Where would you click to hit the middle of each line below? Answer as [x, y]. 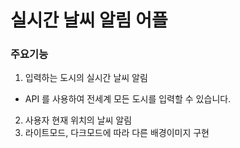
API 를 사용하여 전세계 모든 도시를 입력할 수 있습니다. [128, 99]
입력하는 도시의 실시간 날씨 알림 [86, 78]
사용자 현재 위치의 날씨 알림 [78, 120]
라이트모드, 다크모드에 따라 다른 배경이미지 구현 [117, 133]
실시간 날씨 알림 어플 [89, 20]
